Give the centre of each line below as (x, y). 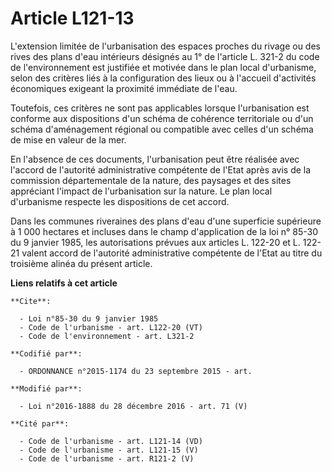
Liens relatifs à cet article (64, 283)
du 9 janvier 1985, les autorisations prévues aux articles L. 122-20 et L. (155, 242)
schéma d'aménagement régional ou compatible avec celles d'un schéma (162, 129)
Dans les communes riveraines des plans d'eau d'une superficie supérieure (166, 221)
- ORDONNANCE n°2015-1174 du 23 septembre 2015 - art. (136, 371)
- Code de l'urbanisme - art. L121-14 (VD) (111, 441)
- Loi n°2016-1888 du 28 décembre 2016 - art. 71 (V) (133, 406)
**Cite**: (31, 301)
